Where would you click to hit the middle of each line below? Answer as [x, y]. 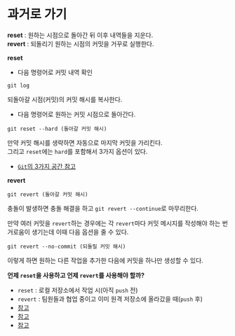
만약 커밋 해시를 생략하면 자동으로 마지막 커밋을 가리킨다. [85, 142]
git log [19, 85]
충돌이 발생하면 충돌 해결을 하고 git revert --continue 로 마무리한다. [103, 208]
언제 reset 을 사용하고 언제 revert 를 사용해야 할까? [76, 275]
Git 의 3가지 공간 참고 [46, 166]
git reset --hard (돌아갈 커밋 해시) [57, 129]
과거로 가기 [37, 14]
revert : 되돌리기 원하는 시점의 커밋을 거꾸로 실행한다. [81, 43]
